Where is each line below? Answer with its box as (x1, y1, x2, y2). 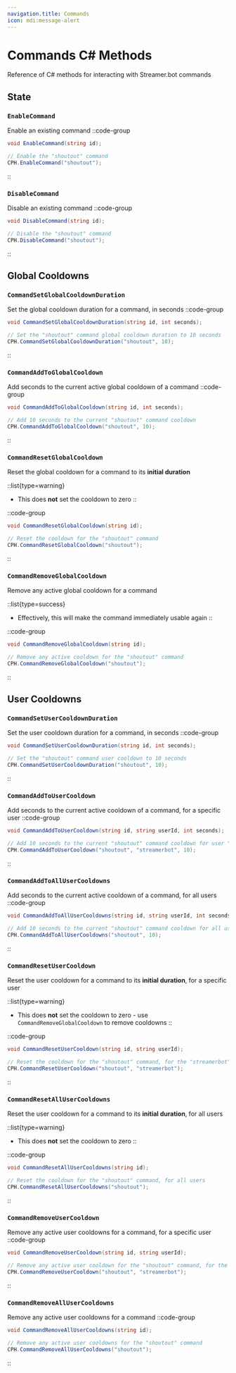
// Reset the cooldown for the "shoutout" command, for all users (7, 1177, 206, 1184)
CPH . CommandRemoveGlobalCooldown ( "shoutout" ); (7, 660, 146, 667)
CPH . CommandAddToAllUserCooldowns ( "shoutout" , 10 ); (7, 932, 162, 939)
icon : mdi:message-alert (7, 17, 80, 24)
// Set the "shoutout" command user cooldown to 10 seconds (7, 755, 188, 762)
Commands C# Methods (7, 47, 152, 63)
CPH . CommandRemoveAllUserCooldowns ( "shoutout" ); (7, 1346, 152, 1353)
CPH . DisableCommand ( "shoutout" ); (7, 237, 105, 244)
